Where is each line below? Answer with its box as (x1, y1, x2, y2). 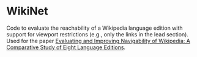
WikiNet (6, 4, 48, 18)
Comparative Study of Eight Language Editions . (6, 44, 126, 51)
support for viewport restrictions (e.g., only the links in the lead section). (6, 30, 188, 38)
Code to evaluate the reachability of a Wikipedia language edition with (6, 24, 183, 32)
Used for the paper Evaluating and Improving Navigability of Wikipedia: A (6, 37, 191, 44)
